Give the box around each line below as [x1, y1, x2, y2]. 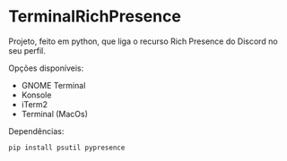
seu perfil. [8, 45, 46, 55]
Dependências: [8, 125, 65, 136]
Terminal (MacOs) [21, 108, 89, 119]
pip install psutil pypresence [8, 143, 126, 152]
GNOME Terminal [21, 80, 86, 90]
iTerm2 [21, 98, 48, 109]
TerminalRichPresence [8, 6, 181, 27]
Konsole [21, 89, 52, 100]
